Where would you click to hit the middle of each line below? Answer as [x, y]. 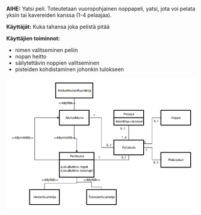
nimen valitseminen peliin [46, 50]
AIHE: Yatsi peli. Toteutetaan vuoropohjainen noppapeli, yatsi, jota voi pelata [101, 9]
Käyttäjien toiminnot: [33, 38]
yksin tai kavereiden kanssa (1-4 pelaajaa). [59, 15]
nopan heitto [31, 56]
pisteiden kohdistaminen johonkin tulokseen [70, 69]
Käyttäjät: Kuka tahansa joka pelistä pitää [58, 27]
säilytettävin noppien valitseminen [57, 63]
